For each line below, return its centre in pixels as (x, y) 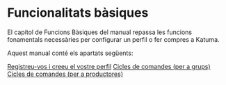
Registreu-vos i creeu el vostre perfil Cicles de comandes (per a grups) (109, 66)
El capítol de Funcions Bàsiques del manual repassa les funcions (100, 32)
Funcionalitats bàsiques (78, 13)
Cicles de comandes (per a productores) (65, 74)
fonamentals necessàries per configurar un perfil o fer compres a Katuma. (114, 39)
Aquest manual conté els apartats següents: (70, 53)
